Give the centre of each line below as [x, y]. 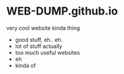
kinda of [26, 66]
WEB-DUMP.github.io [62, 11]
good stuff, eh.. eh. [39, 39]
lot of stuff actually [39, 46]
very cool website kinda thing [43, 28]
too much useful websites [47, 52]
